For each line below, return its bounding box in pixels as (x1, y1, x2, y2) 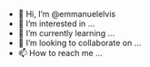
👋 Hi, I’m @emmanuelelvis (17, 9, 116, 19)
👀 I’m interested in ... (17, 18, 95, 29)
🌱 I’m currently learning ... (17, 28, 115, 38)
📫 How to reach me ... (17, 48, 103, 58)
